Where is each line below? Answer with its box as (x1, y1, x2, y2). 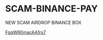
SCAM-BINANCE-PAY (5, 3, 98, 14)
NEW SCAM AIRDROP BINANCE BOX (5, 19, 82, 25)
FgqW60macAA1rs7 (5, 29, 46, 35)
